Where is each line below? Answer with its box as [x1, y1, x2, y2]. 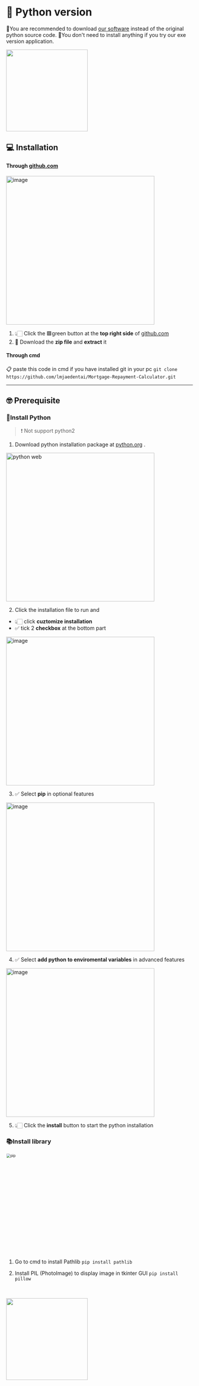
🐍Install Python [6, 413, 52, 422]
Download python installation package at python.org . [14, 441, 146, 448]
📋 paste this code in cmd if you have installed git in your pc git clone [6, 365, 178, 372]
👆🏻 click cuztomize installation [14, 618, 93, 625]
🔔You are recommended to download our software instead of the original [6, 25, 184, 32]
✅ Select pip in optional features [14, 790, 94, 797]
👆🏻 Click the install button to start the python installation [14, 1122, 154, 1129]
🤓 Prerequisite [6, 395, 60, 406]
